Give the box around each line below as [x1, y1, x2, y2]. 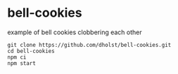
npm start [7, 59, 37, 67]
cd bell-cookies [7, 47, 55, 54]
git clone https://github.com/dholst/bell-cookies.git [7, 41, 172, 48]
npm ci [7, 54, 27, 61]
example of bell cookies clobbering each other [7, 28, 142, 36]
